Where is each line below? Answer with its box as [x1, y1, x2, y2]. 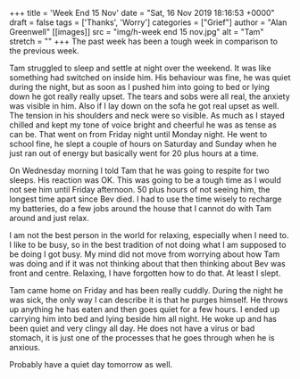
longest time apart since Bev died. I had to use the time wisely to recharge [9, 194, 282, 204]
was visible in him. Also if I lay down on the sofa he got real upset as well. [9, 101, 279, 111]
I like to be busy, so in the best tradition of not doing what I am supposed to [9, 240, 287, 250]
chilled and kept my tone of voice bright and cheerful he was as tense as [9, 119, 277, 130]
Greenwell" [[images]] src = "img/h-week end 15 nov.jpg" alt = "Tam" [9, 27, 264, 37]
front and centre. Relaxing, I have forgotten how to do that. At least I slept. [9, 268, 281, 278]
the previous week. [9, 45, 79, 56]
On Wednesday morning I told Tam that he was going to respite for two [9, 165, 270, 176]
